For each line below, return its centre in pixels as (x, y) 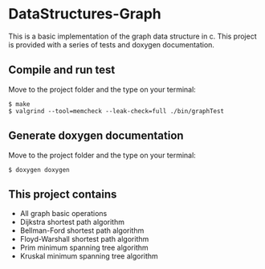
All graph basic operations (63, 214)
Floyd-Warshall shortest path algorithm (84, 239)
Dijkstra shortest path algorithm (72, 222)
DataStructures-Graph (85, 14)
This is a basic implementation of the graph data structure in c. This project (132, 36)
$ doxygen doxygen (39, 169)
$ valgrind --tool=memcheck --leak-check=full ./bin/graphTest (116, 111)
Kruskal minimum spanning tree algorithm (89, 256)
